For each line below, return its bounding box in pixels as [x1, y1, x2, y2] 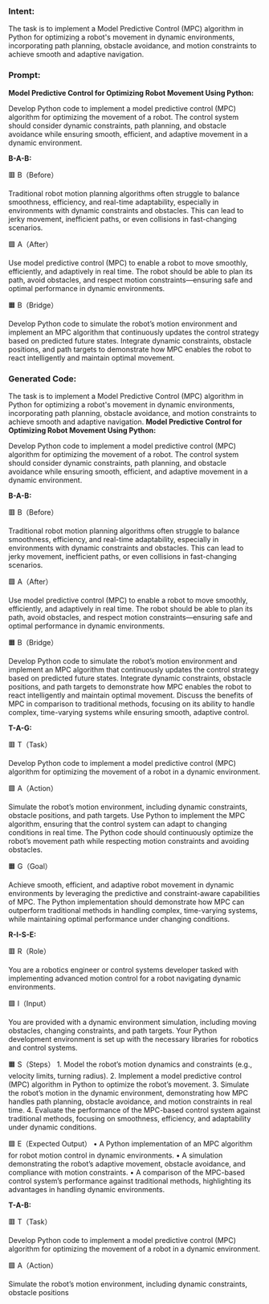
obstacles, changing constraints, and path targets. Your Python [8, 1026, 218, 1035]
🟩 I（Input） [8, 998, 51, 1008]
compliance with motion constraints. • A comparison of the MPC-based [8, 1167, 246, 1177]
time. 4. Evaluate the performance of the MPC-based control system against [8, 1104, 261, 1115]
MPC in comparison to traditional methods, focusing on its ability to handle [8, 698, 255, 709]
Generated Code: [8, 372, 77, 384]
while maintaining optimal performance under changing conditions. [8, 914, 230, 923]
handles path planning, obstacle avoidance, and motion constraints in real [8, 1096, 253, 1106]
